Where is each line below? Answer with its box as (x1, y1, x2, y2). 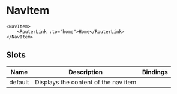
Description (68, 68, 103, 76)
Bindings (142, 68, 168, 76)
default (9, 78, 29, 86)
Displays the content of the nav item (35, 78, 137, 86)
